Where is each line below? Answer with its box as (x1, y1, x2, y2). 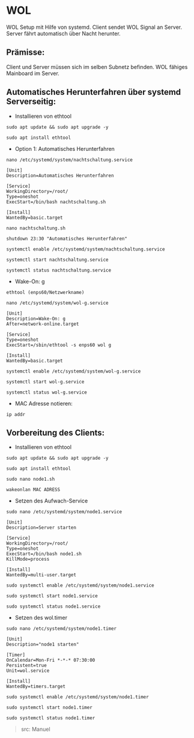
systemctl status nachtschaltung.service (6, 267, 112, 273)
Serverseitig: (6, 97, 56, 107)
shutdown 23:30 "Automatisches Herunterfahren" (6, 236, 128, 242)
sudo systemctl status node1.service (6, 603, 101, 610)
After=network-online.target (6, 321, 79, 327)
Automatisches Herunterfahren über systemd (6, 87, 181, 97)
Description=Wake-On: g (6, 316, 66, 322)
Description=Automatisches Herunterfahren (6, 172, 114, 178)
